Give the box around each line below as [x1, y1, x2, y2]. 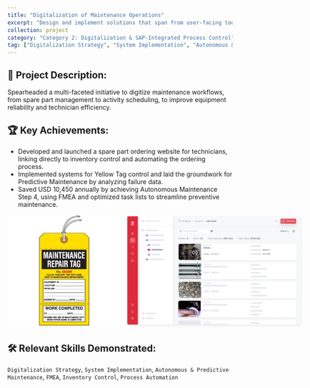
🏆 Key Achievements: [7, 125, 109, 137]
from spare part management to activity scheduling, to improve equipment [7, 95, 226, 103]
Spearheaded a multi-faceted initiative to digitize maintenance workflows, [7, 88, 225, 96]
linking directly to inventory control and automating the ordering [17, 154, 206, 163]
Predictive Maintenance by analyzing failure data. [17, 177, 164, 185]
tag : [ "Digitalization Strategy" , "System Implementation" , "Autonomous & [7, 41, 235, 49]
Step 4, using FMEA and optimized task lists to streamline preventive [17, 193, 220, 201]
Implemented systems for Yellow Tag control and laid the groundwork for [17, 170, 233, 178]
